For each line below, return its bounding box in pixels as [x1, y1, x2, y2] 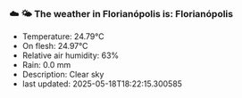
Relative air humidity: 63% [21, 50, 120, 61]
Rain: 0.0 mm [21, 60, 71, 70]
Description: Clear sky [21, 69, 104, 80]
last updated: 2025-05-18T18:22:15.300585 [21, 78, 183, 89]
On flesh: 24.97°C [21, 41, 88, 52]
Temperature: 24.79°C [21, 31, 104, 42]
